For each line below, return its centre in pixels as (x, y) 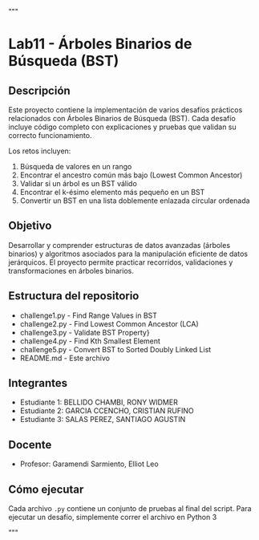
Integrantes (38, 383)
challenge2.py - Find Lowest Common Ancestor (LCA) (109, 323)
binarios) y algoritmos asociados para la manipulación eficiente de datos (128, 254)
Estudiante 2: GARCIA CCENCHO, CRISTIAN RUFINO (107, 411)
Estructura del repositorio (74, 296)
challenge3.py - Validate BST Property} (85, 332)
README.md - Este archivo (65, 358)
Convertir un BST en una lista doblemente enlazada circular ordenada (135, 201)
